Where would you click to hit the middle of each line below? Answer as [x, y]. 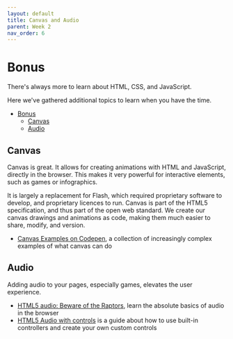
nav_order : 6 [26, 33]
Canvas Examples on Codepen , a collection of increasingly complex [114, 238]
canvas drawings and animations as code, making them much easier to [109, 218]
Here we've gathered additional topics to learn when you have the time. [110, 100]
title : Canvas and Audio [43, 20]
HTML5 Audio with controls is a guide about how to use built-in [107, 320]
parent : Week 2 [29, 26]
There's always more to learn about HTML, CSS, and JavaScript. [100, 87]
